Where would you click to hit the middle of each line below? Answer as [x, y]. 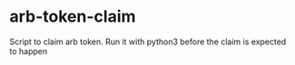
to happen [29, 51]
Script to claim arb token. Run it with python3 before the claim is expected [148, 42]
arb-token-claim [73, 17]
